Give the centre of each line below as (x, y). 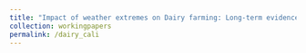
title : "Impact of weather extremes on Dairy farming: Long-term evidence (154, 18)
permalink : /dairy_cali (55, 34)
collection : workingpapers (61, 26)
